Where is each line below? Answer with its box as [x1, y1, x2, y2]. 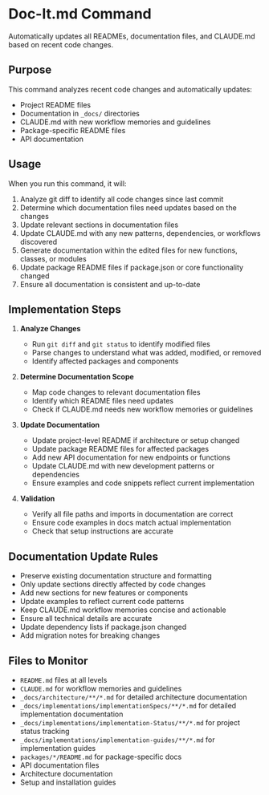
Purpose [8, 63, 52, 77]
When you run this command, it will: [8, 178, 127, 189]
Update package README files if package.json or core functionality [19, 262, 243, 272]
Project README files [19, 99, 91, 109]
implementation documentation [19, 709, 124, 719]
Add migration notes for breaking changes [19, 631, 161, 640]
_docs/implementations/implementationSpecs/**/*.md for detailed [19, 701, 237, 710]
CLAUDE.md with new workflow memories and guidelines [19, 117, 211, 127]
